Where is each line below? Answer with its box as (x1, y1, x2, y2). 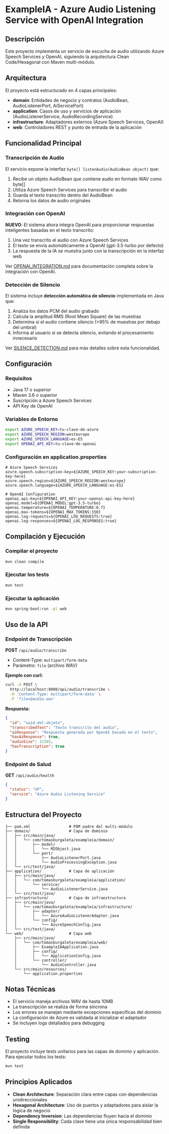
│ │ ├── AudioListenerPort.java (5, 855, 101, 860)
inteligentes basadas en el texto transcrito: (5, 227, 94, 233)
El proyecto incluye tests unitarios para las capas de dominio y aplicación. (5, 1048, 160, 1055)
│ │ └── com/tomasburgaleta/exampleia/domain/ (5, 837, 115, 843)
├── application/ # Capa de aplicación (5, 869, 115, 874)
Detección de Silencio (5, 281, 60, 288)
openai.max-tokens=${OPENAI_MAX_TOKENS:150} (5, 509, 101, 515)
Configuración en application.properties (5, 453, 107, 461)
